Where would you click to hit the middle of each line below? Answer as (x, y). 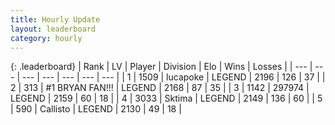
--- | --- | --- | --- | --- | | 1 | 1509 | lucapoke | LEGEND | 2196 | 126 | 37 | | (173, 77)
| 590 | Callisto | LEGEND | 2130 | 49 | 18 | (96, 109)
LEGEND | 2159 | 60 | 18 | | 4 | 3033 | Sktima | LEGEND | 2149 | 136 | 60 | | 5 (166, 98)
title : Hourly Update (55, 19)
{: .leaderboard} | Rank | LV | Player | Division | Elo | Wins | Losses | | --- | (161, 67)
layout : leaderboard (53, 29)
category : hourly (46, 38)
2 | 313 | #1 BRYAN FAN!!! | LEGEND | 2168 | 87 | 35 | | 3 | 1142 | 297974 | (160, 88)
